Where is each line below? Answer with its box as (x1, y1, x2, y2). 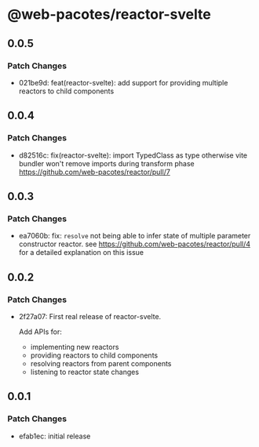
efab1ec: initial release (18, 431, 91, 441)
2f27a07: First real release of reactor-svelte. (18, 311, 162, 321)
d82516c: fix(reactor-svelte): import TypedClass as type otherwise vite (18, 151, 248, 160)
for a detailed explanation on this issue (18, 248, 144, 257)
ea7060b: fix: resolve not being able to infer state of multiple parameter (18, 231, 251, 241)
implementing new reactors (30, 342, 119, 351)
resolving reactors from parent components (30, 358, 172, 368)
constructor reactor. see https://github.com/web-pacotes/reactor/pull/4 (18, 239, 251, 249)
